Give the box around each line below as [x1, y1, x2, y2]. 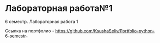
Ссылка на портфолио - [5, 28, 55, 33]
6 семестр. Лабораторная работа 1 [5, 19, 78, 24]
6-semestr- [5, 33, 28, 39]
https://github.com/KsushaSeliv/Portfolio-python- [55, 28, 155, 33]
